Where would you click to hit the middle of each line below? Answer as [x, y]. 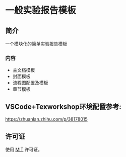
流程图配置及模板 [30, 83]
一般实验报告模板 [41, 10]
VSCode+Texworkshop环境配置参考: [64, 107]
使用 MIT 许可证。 [24, 149]
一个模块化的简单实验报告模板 [36, 44]
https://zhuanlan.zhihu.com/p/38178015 [47, 119]
